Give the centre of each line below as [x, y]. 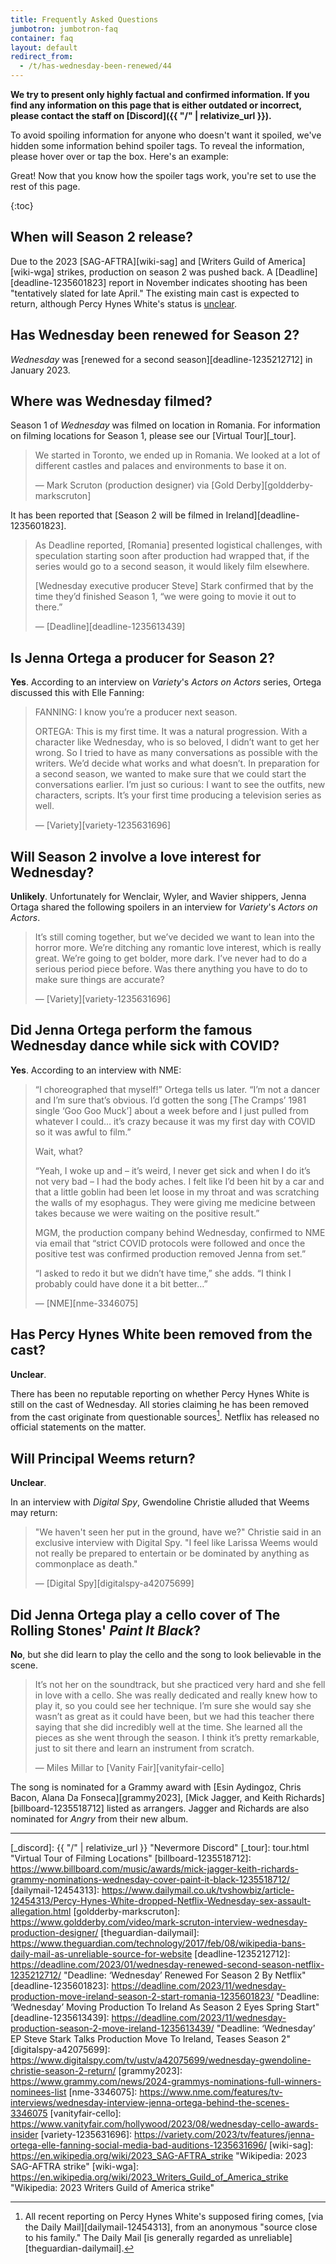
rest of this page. [45, 186]
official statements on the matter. [78, 1427]
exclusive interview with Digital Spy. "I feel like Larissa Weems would [176, 1543]
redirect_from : [42, 57]
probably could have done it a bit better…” [121, 1283]
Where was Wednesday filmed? [111, 401]
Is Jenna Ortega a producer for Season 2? [142, 657]
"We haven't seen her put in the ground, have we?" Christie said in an [178, 1532]
